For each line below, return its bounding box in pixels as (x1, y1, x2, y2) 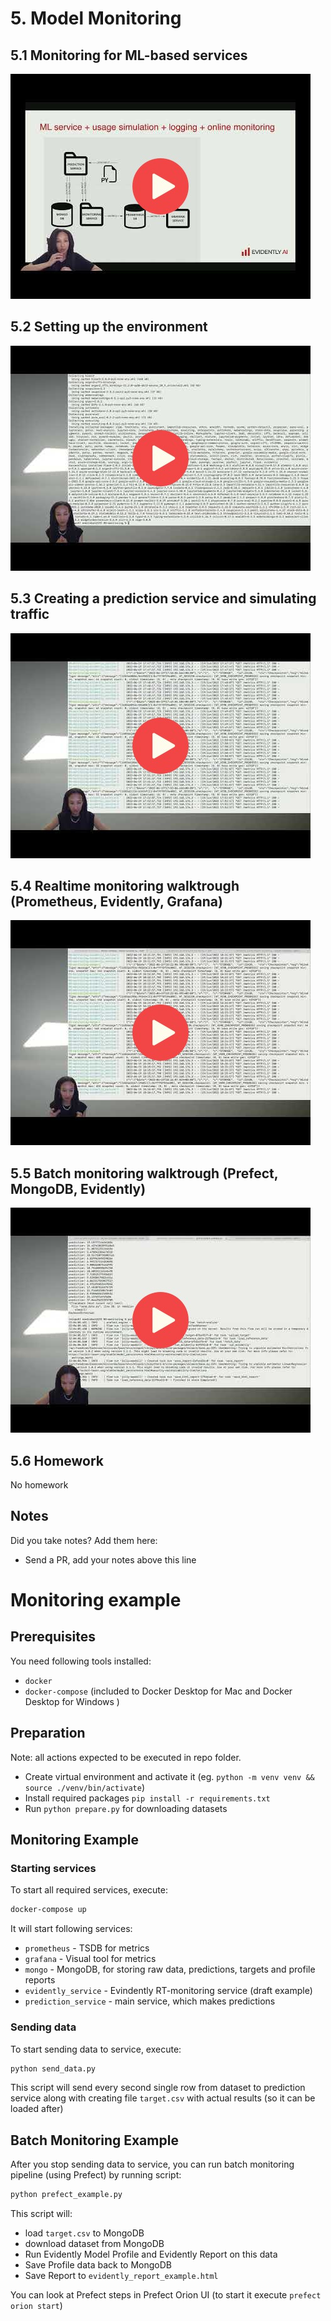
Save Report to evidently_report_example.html (24, 2270, 219, 2282)
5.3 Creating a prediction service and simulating (10, 590, 317, 607)
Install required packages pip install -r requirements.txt (24, 1792, 271, 1804)
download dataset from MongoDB (24, 2238, 165, 2250)
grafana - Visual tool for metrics (24, 1953, 157, 1965)
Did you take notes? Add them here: (10, 1534, 158, 1546)
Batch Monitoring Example (10, 2132, 179, 2149)
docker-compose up (10, 1905, 87, 1915)
